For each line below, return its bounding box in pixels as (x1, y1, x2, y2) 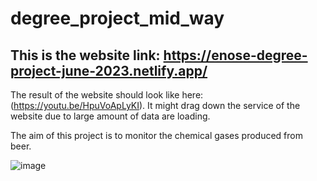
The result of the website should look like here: (10, 89, 204, 101)
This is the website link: (10, 47, 161, 64)
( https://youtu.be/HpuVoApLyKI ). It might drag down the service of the (10, 100, 301, 111)
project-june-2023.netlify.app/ (10, 62, 208, 79)
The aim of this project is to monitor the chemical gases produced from (10, 130, 303, 141)
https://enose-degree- (163, 47, 308, 64)
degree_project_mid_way (10, 7, 225, 30)
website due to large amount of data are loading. (10, 110, 211, 122)
